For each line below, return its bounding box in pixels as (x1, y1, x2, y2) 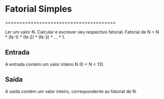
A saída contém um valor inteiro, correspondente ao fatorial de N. (5, 88, 137, 94)
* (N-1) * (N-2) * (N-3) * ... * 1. (5, 34, 66, 40)
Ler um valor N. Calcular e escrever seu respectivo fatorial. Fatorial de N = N (5, 29, 159, 35)
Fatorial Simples (5, 3, 72, 15)
